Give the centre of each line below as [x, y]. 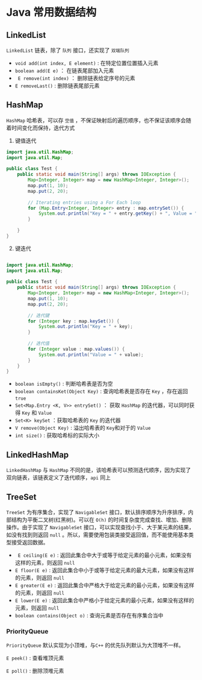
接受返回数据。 [30, 542]
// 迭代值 [39, 344]
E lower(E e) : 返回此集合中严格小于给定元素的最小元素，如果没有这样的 [104, 600]
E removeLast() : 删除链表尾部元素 [57, 86]
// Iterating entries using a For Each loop [84, 203]
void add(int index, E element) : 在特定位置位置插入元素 [87, 63]
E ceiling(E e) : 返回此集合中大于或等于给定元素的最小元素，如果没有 [105, 555]
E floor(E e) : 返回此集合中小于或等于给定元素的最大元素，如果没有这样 [104, 570]
